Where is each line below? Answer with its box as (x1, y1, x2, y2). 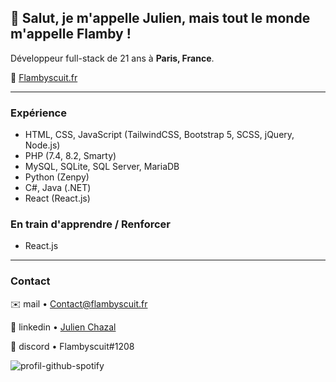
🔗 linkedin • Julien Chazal (10, 321, 117, 333)
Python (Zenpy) (24, 171, 90, 183)
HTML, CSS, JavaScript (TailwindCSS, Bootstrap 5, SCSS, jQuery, (24, 129, 295, 141)
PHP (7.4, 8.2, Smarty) (24, 150, 117, 162)
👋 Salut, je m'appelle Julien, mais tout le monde (10, 10, 311, 27)
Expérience (10, 106, 67, 120)
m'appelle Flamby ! (10, 26, 132, 43)
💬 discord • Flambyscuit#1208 (10, 340, 135, 352)
